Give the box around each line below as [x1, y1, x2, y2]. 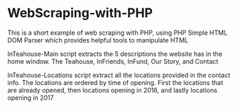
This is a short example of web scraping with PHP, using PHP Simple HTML [7, 28, 228, 37]
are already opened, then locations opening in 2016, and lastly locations [7, 86, 218, 94]
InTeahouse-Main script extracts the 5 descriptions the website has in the [7, 50, 222, 58]
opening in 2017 [7, 93, 55, 102]
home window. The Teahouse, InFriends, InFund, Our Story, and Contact [7, 57, 219, 65]
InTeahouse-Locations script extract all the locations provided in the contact [7, 71, 231, 79]
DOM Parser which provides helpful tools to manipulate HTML [7, 35, 188, 44]
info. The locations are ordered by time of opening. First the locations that [7, 78, 224, 86]
